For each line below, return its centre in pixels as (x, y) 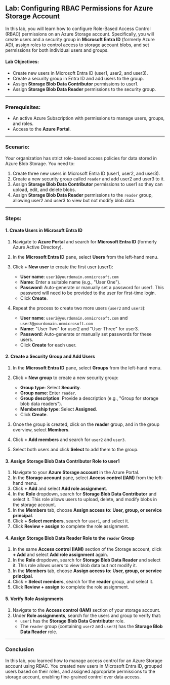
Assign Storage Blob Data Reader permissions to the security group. (84, 89)
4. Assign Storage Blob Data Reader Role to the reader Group (70, 538)
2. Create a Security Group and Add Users (50, 356)
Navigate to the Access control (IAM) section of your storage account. (87, 610)
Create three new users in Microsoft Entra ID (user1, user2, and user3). (86, 173)
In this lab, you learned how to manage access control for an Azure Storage (84, 661)
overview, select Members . (41, 429)
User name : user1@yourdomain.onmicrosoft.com (69, 276)
